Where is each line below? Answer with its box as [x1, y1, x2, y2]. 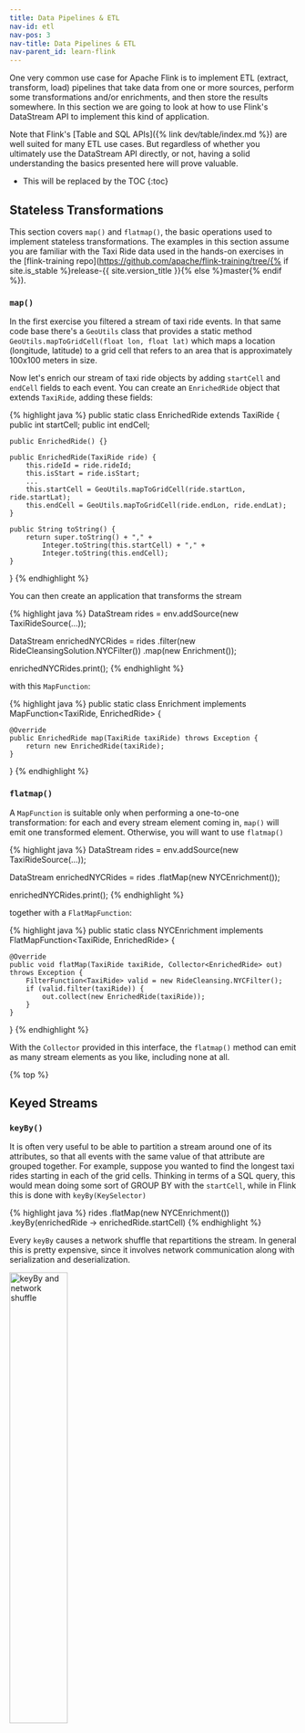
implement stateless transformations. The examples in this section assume [9, 236, 290, 247]
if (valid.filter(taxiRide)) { [25, 983, 145, 993]
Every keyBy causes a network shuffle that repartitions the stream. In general [9, 1234, 297, 1246]
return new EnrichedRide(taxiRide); [25, 741, 166, 751]
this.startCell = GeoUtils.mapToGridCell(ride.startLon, [25, 485, 247, 494]
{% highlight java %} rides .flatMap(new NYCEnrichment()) [9, 1207, 230, 1219]
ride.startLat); [9, 493, 71, 502]
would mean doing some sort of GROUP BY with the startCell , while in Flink [9, 1180, 297, 1192]
